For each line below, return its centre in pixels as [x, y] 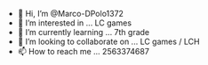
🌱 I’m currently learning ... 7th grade [84, 32]
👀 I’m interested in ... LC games [74, 23]
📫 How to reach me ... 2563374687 [83, 51]
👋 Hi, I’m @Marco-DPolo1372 [71, 14]
